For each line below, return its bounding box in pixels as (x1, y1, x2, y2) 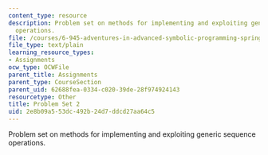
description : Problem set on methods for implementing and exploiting (8, 19, 248, 27)
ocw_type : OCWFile (8, 64, 69, 72)
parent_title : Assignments (8, 71, 98, 79)
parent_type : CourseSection (8, 78, 102, 86)
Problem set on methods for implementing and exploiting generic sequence (8, 130, 257, 139)
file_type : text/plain (8, 41, 84, 49)
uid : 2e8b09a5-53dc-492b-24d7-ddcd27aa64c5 (8, 108, 156, 116)
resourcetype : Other (8, 93, 77, 101)
